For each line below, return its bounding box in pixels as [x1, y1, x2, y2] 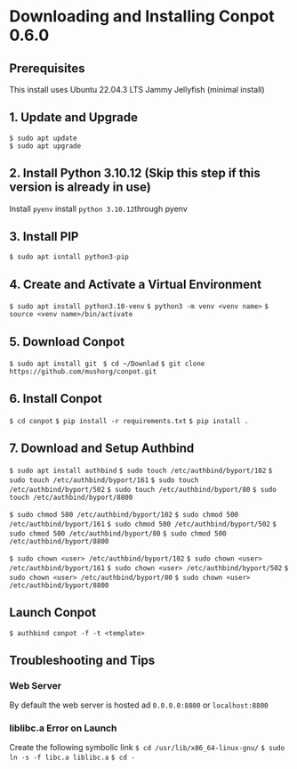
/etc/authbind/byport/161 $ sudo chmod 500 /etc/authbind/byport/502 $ [9, 519, 277, 528]
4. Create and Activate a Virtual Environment [9, 276, 262, 291]
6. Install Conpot [9, 391, 102, 406]
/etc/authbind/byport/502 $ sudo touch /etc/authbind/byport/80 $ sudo [9, 485, 277, 494]
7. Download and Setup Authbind [9, 441, 195, 456]
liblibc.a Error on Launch [9, 722, 117, 734]
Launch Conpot [9, 605, 96, 620]
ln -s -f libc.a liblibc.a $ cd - [9, 753, 135, 763]
